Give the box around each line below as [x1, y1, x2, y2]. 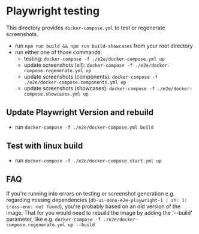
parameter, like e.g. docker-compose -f [6, 215, 101, 223]
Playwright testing [6, 4, 100, 18]
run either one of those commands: [14, 48, 102, 55]
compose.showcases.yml [23, 91, 81, 97]
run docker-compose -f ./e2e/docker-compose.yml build [14, 123, 154, 131]
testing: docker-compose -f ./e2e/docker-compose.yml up [23, 55, 165, 62]
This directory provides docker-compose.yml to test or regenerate [6, 24, 166, 31]
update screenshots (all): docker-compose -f [23, 61, 133, 69]
